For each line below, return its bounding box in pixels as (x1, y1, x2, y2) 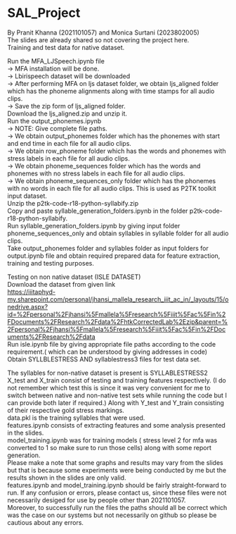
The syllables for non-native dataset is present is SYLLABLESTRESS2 (7, 368, 209, 377)
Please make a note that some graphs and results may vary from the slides (7, 458, 223, 466)
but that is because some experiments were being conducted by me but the (7, 466, 227, 474)
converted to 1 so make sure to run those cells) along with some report (7, 443, 212, 452)
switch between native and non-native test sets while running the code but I (7, 391, 227, 399)
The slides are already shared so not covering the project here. (7, 35, 190, 44)
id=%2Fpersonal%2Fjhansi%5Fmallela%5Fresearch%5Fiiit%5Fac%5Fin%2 (7, 310, 226, 318)
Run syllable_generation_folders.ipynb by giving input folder (7, 221, 181, 230)
